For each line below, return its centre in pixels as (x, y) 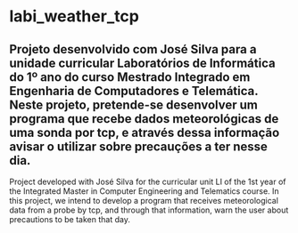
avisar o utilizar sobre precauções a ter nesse (138, 146)
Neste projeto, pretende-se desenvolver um (134, 104)
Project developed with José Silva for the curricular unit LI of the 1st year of (148, 181)
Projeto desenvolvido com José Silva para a (133, 49)
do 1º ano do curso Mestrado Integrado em (130, 77)
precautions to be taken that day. (70, 219)
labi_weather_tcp (74, 16)
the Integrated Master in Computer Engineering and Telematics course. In (144, 191)
